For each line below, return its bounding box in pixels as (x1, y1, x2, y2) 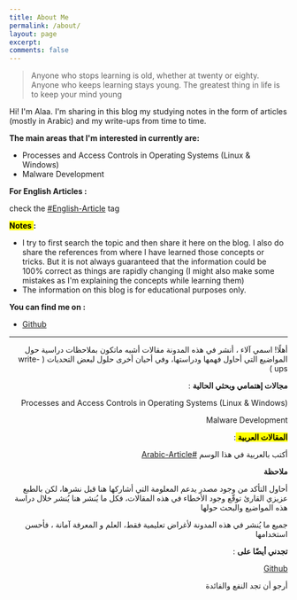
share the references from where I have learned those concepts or (21, 247, 265, 258)
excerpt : (9, 37, 42, 47)
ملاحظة (263, 466, 288, 477)
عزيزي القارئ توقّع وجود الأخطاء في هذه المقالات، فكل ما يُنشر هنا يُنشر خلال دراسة (14, 493, 288, 503)
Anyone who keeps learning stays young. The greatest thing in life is (30, 80, 280, 90)
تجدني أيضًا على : (232, 546, 288, 557)
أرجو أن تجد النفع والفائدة (205, 581, 288, 591)
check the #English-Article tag (9, 203, 120, 214)
